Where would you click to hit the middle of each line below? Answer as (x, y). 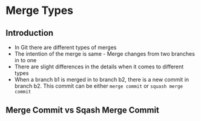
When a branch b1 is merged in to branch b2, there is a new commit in (101, 80)
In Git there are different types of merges (65, 47)
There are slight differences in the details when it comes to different (99, 67)
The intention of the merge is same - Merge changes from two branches (104, 54)
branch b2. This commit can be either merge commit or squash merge (98, 86)
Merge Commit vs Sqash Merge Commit (83, 110)
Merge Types (40, 11)
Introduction (30, 33)
